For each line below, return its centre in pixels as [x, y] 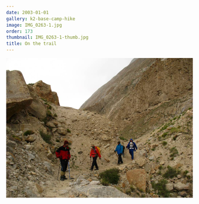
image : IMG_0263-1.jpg [34, 25]
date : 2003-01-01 [28, 12]
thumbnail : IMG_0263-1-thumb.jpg [47, 38]
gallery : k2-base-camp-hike [41, 19]
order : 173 [20, 31]
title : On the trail [32, 44]
